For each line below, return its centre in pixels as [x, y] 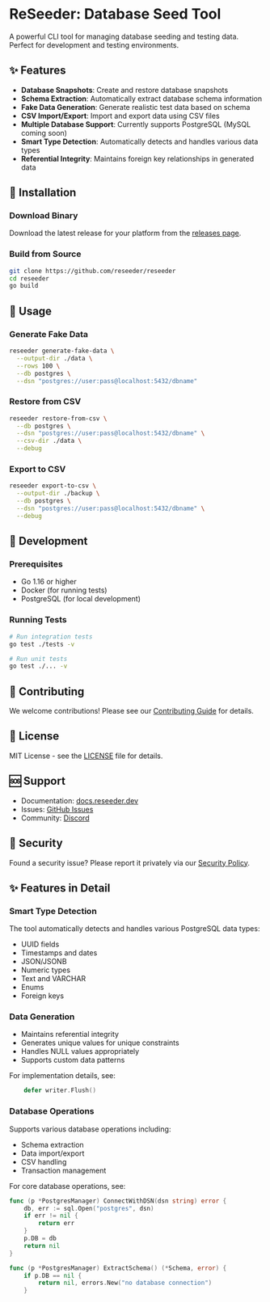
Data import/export [53, 1153]
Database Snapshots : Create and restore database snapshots [124, 90]
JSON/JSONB [44, 962]
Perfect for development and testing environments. [94, 44]
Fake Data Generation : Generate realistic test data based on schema [135, 107]
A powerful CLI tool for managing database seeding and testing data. [124, 36]
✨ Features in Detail [60, 888]
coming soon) [44, 133]
